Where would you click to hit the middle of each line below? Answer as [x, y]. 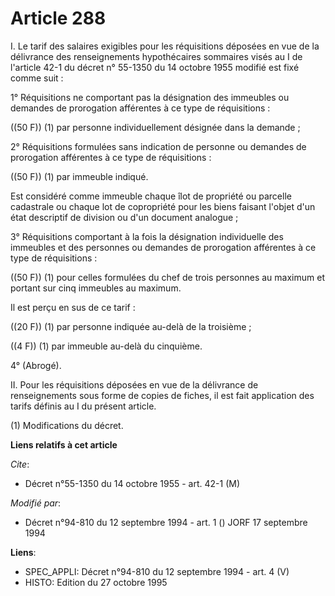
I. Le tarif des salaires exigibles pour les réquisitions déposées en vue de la [165, 46]
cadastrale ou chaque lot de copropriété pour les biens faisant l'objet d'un [163, 206]
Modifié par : [36, 503]
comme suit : [37, 78]
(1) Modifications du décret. [67, 425]
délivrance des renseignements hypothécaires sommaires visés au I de [156, 56]
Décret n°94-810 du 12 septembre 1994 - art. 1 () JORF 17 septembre [166, 522]
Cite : [20, 464]
